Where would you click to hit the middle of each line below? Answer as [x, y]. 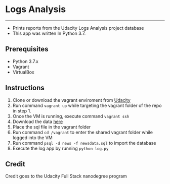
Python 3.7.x [26, 61]
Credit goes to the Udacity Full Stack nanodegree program [66, 176]
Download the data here [38, 121]
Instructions [25, 88]
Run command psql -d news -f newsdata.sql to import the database [84, 143]
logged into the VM [33, 138]
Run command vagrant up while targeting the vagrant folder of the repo [87, 105]
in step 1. [22, 111]
